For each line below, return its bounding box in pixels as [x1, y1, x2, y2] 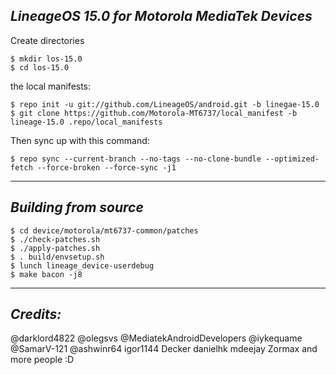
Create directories [10, 34, 85, 46]
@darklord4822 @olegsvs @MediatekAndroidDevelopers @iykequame [10, 332, 303, 344]
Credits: [10, 306, 62, 323]
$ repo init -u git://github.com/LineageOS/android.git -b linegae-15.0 [10, 99, 320, 109]
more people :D [10, 354, 75, 366]
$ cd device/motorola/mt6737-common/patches [10, 225, 199, 236]
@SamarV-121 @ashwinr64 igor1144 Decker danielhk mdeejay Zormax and [10, 343, 318, 355]
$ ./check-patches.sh [10, 234, 101, 244]
